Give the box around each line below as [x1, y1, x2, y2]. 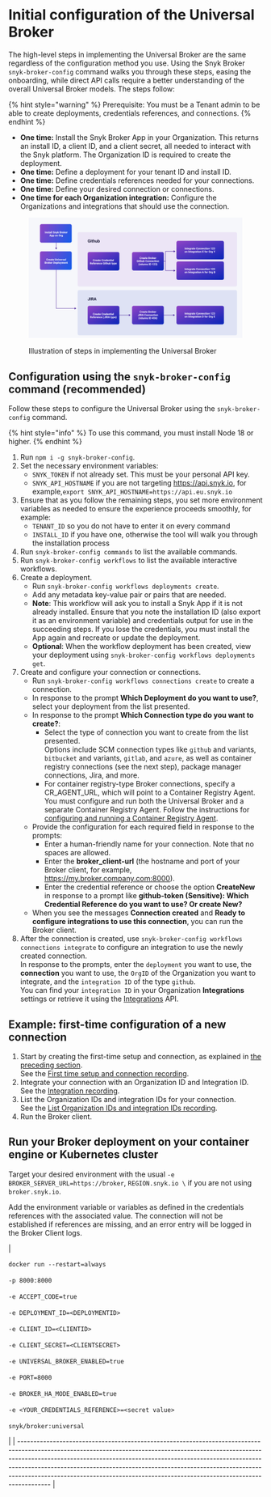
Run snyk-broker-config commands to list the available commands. [19, 547, 238, 557]
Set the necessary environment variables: [19, 461, 159, 471]
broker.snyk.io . [8, 1186, 62, 1196]
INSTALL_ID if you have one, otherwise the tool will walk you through [31, 530, 258, 540]
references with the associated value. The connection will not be [8, 1211, 223, 1220]
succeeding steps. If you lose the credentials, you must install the [31, 625, 250, 634]
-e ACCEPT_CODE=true [8, 1292, 78, 1300]
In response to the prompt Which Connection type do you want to [31, 710, 254, 720]
